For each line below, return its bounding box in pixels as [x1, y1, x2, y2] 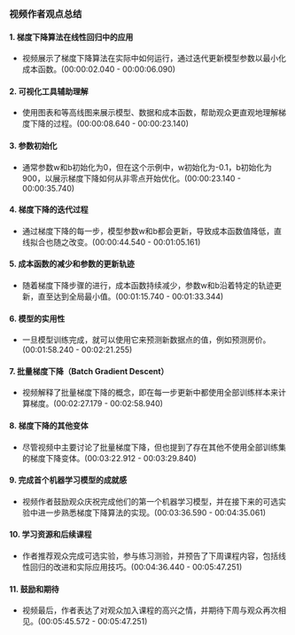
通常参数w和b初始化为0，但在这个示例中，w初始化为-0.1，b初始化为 [21, 161, 273, 172]
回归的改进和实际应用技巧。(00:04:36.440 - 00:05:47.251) [29, 561, 243, 572]
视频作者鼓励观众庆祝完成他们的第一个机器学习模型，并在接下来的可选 [21, 496, 279, 506]
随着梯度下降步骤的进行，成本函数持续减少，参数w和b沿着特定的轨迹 [21, 279, 275, 290]
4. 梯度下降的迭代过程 [9, 204, 89, 215]
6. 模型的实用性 [9, 313, 66, 324]
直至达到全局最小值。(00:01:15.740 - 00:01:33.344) [37, 291, 224, 302]
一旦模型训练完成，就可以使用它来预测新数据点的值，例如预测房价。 [21, 334, 271, 345]
